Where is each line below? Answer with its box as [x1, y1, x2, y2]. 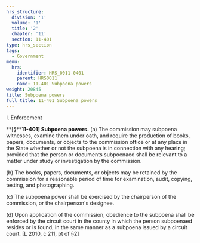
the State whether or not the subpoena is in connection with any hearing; [6, 144, 186, 152]
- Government [11, 53, 44, 59]
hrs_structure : [6, 8, 44, 15]
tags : [6, 48, 20, 54]
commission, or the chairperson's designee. [6, 199, 115, 207]
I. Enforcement [6, 114, 43, 121]
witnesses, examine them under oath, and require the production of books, [6, 132, 190, 139]
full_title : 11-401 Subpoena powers [6, 97, 97, 103]
